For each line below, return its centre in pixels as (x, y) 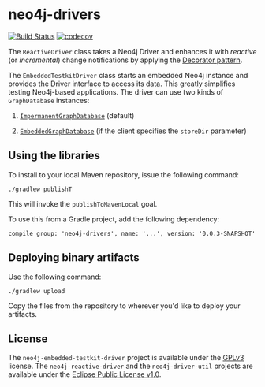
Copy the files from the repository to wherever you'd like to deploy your (124, 306)
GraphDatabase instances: (49, 100)
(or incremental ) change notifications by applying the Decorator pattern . (125, 60)
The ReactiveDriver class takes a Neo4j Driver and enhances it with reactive (132, 51)
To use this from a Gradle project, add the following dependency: (114, 219)
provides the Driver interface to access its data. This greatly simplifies (122, 84)
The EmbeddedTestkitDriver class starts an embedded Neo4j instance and (128, 75)
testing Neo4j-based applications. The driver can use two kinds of (116, 91)
